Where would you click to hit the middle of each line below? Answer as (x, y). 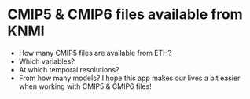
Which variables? (47, 61)
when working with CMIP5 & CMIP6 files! (85, 86)
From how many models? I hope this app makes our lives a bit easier (129, 78)
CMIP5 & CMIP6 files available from (125, 15)
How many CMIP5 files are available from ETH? (95, 53)
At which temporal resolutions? (69, 69)
